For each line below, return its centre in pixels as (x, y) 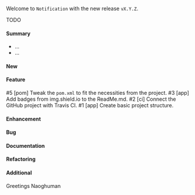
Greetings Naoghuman (33, 186)
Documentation (26, 146)
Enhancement (23, 119)
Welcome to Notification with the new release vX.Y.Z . (72, 9)
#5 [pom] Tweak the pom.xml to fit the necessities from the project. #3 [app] (98, 93)
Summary (18, 33)
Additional (19, 173)
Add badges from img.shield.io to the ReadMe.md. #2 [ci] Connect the (91, 99)
